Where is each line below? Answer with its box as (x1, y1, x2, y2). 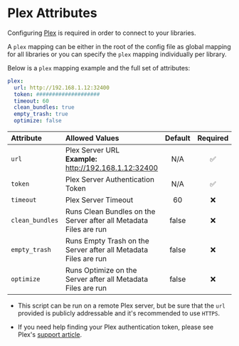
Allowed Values (65, 133, 119, 143)
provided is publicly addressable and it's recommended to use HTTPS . (17, 309, 221, 318)
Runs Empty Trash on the (65, 236, 149, 246)
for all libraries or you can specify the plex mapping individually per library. (7, 50, 227, 58)
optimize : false (14, 117, 62, 125)
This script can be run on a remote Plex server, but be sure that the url (17, 301, 225, 310)
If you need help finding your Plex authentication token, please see (17, 323, 214, 332)
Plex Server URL (65, 145, 119, 155)
